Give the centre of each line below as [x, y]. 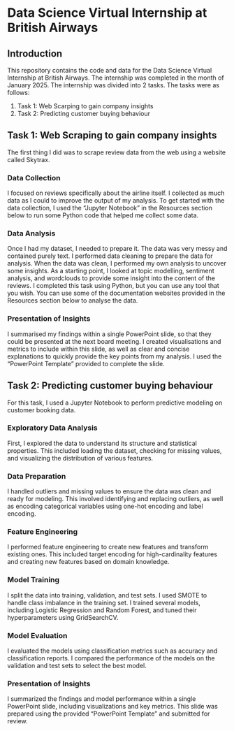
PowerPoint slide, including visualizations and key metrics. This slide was [112, 707]
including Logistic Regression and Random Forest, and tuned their [102, 610]
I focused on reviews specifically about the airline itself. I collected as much [116, 193]
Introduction [35, 53]
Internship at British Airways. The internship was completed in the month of [116, 78]
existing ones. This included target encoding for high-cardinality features [112, 554]
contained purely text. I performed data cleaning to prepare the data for [110, 256]
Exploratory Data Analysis [52, 428]
